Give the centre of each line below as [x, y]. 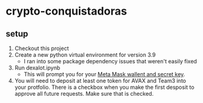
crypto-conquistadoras [66, 11]
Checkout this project [42, 48]
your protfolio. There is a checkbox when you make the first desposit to [105, 87]
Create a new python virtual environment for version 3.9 [85, 55]
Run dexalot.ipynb [37, 68]
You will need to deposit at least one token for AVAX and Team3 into [100, 81]
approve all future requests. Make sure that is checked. [84, 94]
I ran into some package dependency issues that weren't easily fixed [110, 61]
